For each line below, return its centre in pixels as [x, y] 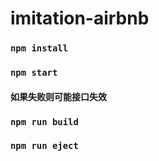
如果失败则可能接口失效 [58, 96]
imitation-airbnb [80, 18]
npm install [39, 48]
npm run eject [44, 146]
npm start [34, 73]
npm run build [44, 121]
